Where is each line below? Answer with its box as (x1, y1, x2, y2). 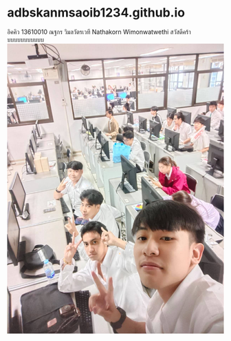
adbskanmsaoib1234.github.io (7, 5, 186, 21)
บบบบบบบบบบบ (7, 35, 45, 43)
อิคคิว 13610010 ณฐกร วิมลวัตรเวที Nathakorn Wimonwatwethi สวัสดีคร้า (7, 28, 191, 36)
